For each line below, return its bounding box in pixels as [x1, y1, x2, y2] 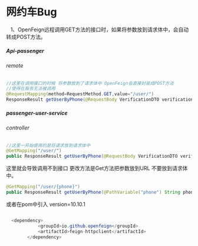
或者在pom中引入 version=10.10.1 [6, 201, 85, 208]
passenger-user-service [6, 109, 68, 117]
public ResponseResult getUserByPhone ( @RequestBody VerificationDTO [6, 154, 178, 159]
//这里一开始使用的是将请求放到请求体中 [6, 142, 91, 148]
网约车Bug [6, 5, 57, 19]
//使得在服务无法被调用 [6, 86, 56, 92]
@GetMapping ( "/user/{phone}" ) [6, 184, 81, 190]
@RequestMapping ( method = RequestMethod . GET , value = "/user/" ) [6, 91, 154, 97]
